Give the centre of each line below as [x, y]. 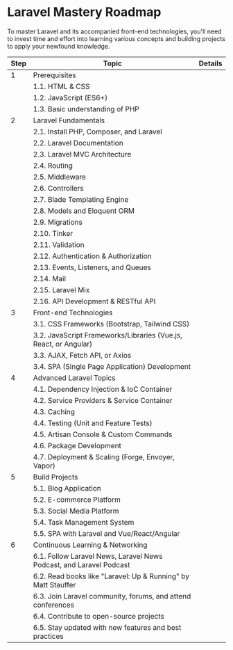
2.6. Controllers [59, 188]
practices [48, 636]
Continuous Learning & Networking [90, 545]
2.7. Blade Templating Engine [81, 199]
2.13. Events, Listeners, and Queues [92, 267]
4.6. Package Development [77, 445]
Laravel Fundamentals [69, 120]
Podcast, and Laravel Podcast [81, 564]
